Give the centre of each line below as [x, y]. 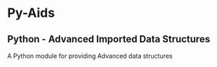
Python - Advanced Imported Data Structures [109, 39]
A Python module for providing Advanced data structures [90, 56]
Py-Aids [31, 13]
